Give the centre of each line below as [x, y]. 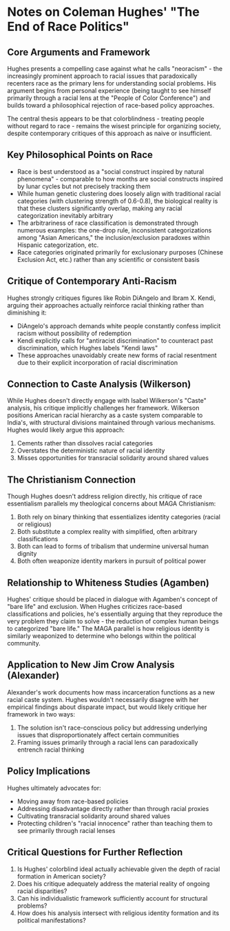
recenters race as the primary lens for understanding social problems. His [112, 83]
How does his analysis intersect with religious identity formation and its [118, 913]
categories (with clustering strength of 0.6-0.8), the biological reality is [117, 201]
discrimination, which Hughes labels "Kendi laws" [87, 348]
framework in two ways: [41, 714]
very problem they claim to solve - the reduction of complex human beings [113, 621]
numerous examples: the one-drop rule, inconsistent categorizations [114, 230]
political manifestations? [51, 920]
